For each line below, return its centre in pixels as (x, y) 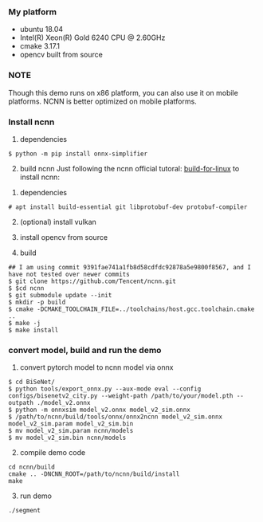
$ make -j (25, 323)
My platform (33, 12)
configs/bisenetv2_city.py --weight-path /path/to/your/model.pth (121, 396)
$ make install (33, 330)
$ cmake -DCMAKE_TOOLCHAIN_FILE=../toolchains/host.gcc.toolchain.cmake (131, 309)
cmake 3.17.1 (39, 46)
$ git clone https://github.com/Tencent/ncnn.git (92, 281)
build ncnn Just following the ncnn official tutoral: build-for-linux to (130, 168)
